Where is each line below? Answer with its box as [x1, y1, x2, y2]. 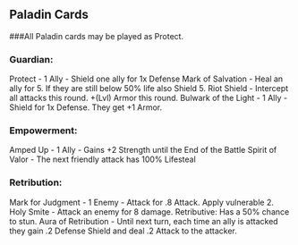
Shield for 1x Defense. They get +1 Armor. [9, 102, 163, 113]
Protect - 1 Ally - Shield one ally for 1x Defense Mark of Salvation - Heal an [9, 73, 284, 84]
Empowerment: [9, 124, 78, 137]
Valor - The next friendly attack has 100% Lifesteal [9, 154, 197, 165]
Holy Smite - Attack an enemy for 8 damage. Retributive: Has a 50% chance [9, 206, 290, 217]
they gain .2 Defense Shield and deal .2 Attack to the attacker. [9, 225, 237, 236]
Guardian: [9, 53, 54, 65]
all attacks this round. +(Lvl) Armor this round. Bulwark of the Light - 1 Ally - [9, 93, 288, 104]
